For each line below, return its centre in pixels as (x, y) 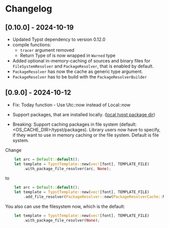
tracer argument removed (47, 50)
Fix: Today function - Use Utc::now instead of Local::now (71, 105)
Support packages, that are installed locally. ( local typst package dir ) (84, 114)
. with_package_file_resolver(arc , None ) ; (67, 169)
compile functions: (32, 45)
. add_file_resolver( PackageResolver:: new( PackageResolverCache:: (93, 197)
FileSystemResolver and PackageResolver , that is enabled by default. (83, 66)
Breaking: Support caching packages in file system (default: (74, 124)
